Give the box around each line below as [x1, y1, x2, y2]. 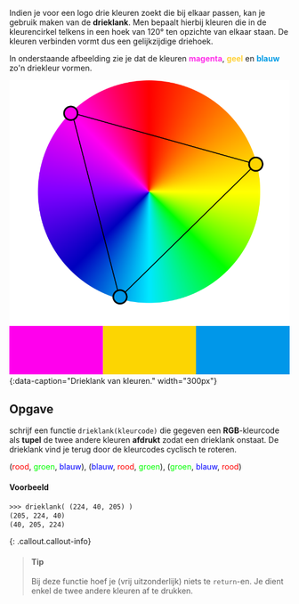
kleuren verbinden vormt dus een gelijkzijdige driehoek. [9, 36, 214, 46]
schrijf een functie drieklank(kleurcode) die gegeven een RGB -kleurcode [9, 425, 280, 436]
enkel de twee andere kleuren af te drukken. [30, 585, 194, 596]
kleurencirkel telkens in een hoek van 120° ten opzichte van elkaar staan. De [9, 27, 289, 37]
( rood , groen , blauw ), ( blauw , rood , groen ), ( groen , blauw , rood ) [9, 461, 242, 472]
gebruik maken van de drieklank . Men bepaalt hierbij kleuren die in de [9, 17, 267, 28]
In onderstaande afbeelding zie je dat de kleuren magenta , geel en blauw [9, 53, 280, 63]
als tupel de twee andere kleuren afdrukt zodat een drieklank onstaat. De [9, 435, 279, 445]
